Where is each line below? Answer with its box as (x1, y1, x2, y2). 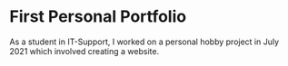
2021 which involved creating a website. (9, 45, 160, 56)
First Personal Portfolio (9, 6, 187, 27)
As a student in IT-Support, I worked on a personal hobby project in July (9, 36, 280, 47)
